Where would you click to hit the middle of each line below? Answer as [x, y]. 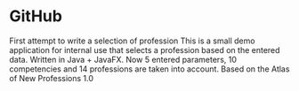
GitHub [36, 16]
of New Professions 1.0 [52, 78]
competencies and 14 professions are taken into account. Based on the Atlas [149, 69]
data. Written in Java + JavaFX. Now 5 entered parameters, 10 [123, 59]
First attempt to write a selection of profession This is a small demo [132, 41]
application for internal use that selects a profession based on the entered [145, 49]
